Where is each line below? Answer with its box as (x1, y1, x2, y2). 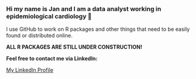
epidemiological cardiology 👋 (6, 12, 92, 20)
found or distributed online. (6, 32, 73, 39)
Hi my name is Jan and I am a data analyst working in (6, 5, 162, 13)
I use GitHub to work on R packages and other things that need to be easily (6, 26, 190, 33)
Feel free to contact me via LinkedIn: (6, 55, 98, 62)
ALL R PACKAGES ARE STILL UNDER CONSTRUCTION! (6, 43, 143, 50)
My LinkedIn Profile (6, 67, 53, 74)
